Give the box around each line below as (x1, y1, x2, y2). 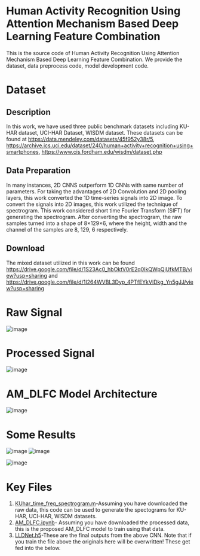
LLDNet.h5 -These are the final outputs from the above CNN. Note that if (14, 531, 192, 539)
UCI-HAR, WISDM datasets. (29, 513, 97, 520)
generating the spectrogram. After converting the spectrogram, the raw (6, 213, 182, 220)
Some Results (6, 428, 76, 441)
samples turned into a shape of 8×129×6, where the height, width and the (6, 220, 187, 227)
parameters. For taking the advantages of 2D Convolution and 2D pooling (6, 187, 187, 195)
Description (6, 107, 51, 117)
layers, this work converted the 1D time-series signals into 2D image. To (6, 194, 183, 201)
